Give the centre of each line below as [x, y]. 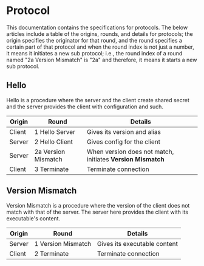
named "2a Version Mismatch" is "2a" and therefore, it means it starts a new [102, 60]
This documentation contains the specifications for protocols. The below [97, 27]
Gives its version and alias [124, 131]
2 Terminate [51, 253]
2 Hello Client [53, 142]
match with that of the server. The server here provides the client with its [97, 212]
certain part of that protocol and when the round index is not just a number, [100, 47]
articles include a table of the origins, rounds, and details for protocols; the [100, 33]
